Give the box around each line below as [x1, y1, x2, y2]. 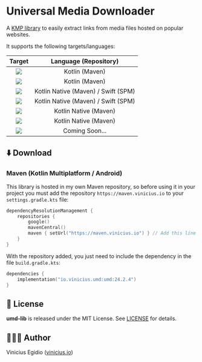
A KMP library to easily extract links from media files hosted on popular [6, 24, 183, 32]
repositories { [17, 213, 56, 219]
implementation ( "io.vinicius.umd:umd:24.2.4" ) [17, 276, 137, 282]
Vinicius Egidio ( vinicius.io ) [6, 349, 74, 356]
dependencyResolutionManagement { [6, 208, 94, 214]
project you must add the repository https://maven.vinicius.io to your [6, 190, 184, 197]
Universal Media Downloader [6, 4, 155, 18]
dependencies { [6, 270, 45, 277]
